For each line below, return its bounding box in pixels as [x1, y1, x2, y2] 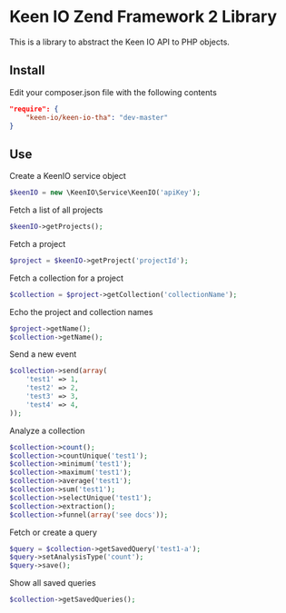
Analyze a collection [9, 425, 85, 436]
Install [9, 63, 45, 78]
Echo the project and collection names [9, 306, 153, 317]
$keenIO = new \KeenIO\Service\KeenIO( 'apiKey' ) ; [9, 188, 202, 197]
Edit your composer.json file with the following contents [9, 86, 218, 97]
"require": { [9, 104, 59, 114]
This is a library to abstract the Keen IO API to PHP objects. [9, 36, 230, 47]
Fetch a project [9, 238, 66, 249]
